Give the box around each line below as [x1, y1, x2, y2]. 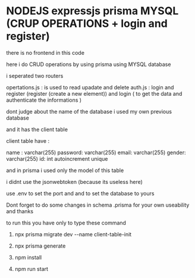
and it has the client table [6, 126, 68, 133]
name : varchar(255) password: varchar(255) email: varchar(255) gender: [6, 149, 186, 156]
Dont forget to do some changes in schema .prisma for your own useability [6, 201, 190, 208]
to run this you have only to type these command [6, 219, 127, 226]
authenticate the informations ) [6, 96, 82, 104]
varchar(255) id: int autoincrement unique [6, 155, 108, 162]
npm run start [14, 265, 49, 272]
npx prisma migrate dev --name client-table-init [14, 230, 132, 238]
